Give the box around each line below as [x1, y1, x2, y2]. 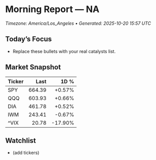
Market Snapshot [5, 63, 61, 72]
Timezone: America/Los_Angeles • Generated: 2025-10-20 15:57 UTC [5, 20, 151, 26]
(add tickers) [12, 150, 40, 156]
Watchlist [5, 136, 36, 145]
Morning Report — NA [5, 4, 100, 15]
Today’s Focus [5, 35, 52, 43]
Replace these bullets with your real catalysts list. [12, 48, 116, 54]
